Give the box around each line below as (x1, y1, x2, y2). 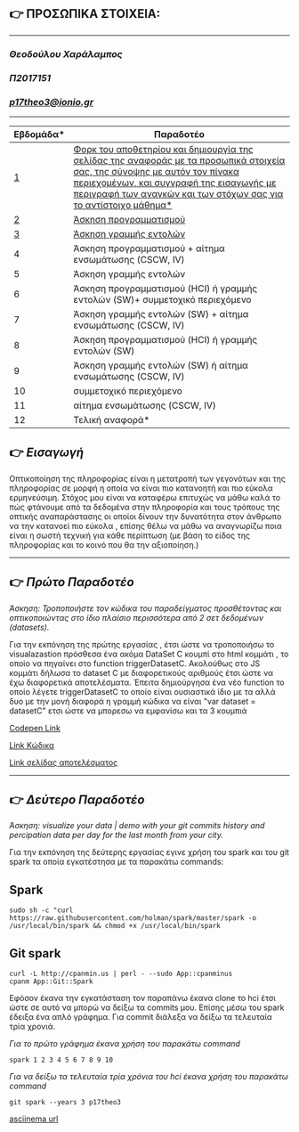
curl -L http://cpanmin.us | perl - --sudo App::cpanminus (9, 969, 233, 979)
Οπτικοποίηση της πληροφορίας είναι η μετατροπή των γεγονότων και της (9, 473, 287, 484)
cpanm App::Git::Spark (9, 977, 93, 986)
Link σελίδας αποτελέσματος (9, 757, 118, 768)
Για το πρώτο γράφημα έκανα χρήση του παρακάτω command (9, 1038, 240, 1049)
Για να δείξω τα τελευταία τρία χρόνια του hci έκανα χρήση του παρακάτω (9, 1071, 289, 1082)
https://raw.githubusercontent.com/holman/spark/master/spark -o (9, 914, 256, 923)
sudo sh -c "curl (9, 906, 74, 915)
